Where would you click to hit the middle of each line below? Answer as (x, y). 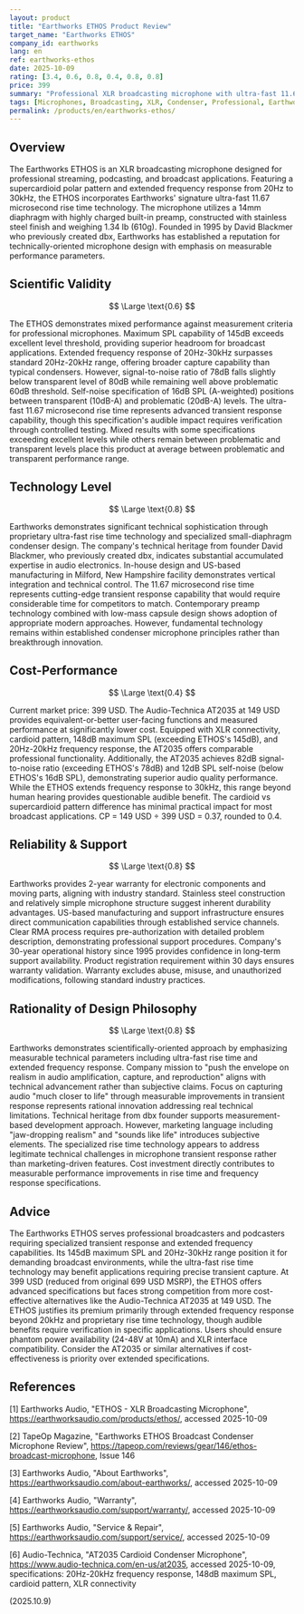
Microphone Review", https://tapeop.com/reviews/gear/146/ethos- (133, 1445)
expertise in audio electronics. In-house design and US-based (125, 565)
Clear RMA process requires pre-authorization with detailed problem (137, 932)
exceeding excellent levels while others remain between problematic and (145, 439)
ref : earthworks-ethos (52, 60)
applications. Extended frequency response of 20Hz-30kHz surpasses (141, 352)
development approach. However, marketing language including (154, 1125)
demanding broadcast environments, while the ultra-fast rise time (132, 1262)
